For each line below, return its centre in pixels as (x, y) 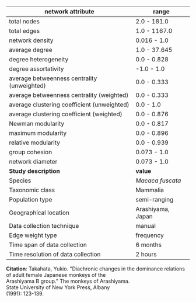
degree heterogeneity (39, 59)
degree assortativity (36, 69)
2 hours (146, 254)
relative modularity (34, 143)
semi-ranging (155, 199)
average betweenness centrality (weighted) (69, 95)
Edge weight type (33, 235)
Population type (31, 199)
